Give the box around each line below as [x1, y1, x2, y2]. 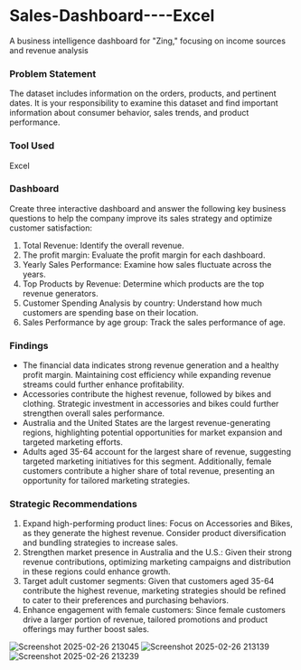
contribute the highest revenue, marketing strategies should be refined [22, 585, 287, 597]
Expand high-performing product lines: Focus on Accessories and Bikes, [22, 518, 294, 529]
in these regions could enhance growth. [22, 566, 171, 577]
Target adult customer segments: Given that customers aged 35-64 [22, 576, 275, 587]
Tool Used [9, 139, 55, 152]
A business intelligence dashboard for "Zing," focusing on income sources [9, 35, 287, 46]
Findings [9, 339, 49, 352]
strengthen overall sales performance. [22, 408, 165, 419]
